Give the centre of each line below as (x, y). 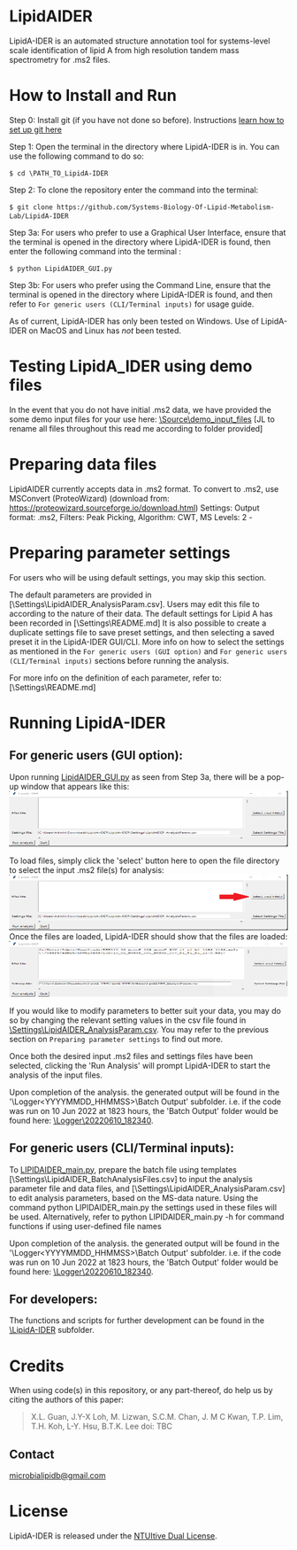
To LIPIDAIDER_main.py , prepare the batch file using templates (123, 1169)
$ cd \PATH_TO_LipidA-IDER (59, 173)
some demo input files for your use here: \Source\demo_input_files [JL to (142, 419)
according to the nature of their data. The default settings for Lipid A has (141, 613)
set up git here (35, 129)
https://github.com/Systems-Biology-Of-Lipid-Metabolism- (165, 207)
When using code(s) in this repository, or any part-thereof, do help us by (141, 1390)
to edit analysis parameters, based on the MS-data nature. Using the (134, 1197)
